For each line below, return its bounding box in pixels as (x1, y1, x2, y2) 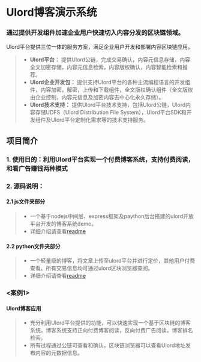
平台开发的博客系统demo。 (29, 220, 97, 227)
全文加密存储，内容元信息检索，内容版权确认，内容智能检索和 (29, 64, 183, 71)
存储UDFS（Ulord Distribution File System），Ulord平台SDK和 (35, 109, 187, 116)
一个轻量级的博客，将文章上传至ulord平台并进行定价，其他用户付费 (29, 257, 196, 264)
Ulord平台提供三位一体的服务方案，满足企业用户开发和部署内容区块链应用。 (6, 43, 193, 51)
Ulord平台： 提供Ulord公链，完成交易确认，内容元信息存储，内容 (29, 56, 191, 63)
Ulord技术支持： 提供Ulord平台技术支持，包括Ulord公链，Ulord (29, 101, 186, 108)
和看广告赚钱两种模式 (6, 164, 68, 172)
